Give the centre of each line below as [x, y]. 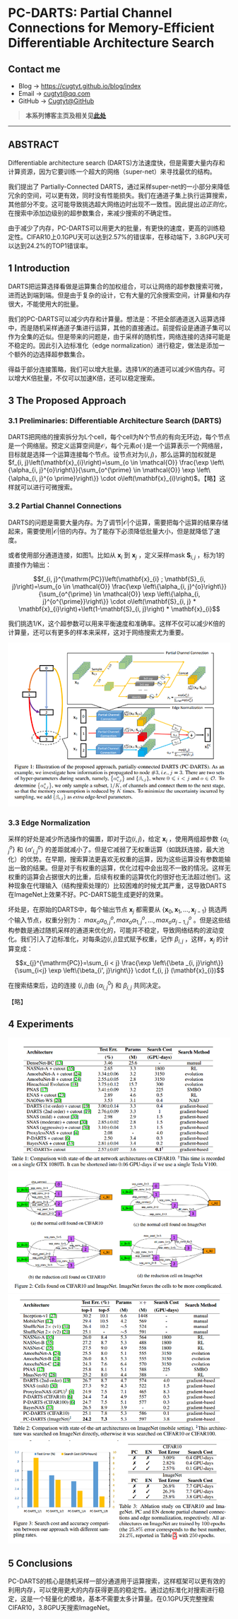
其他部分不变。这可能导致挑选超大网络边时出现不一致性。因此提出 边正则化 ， [119, 204]
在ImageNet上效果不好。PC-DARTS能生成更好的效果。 [88, 895]
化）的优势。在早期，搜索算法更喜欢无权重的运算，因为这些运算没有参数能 [116, 859]
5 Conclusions [40, 1564]
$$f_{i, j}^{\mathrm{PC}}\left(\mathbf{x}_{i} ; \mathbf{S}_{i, [119, 579]
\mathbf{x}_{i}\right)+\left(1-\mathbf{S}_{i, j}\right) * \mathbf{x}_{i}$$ [119, 609]
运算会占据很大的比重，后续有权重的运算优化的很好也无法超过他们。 [125, 877]
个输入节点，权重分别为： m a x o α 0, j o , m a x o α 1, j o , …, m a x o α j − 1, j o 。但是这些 [116, 920]
